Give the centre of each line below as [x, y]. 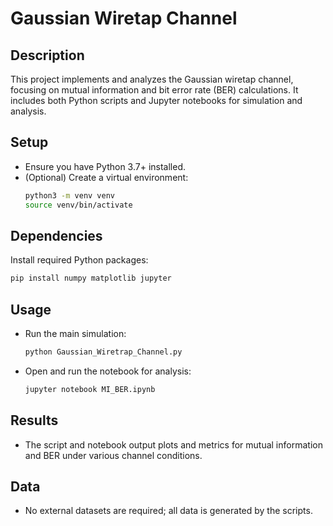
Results [34, 420]
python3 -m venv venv [70, 195]
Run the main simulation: [75, 334]
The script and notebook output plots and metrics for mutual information [173, 444]
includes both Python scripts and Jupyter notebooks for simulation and [156, 100]
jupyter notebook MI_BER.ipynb [90, 389]
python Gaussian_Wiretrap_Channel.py [103, 352]
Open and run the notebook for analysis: [108, 371]
